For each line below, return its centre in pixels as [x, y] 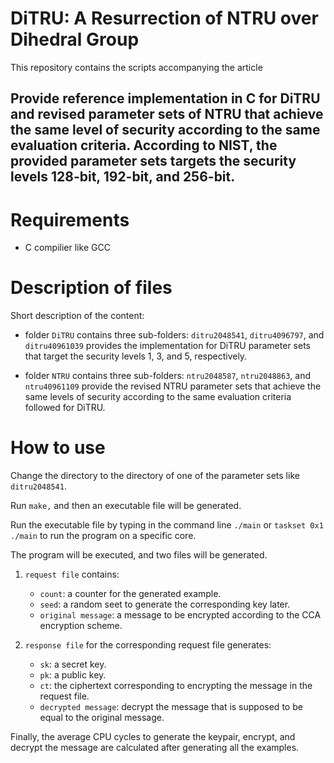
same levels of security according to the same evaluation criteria [158, 397]
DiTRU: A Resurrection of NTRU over [164, 18]
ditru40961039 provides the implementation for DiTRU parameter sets [167, 346]
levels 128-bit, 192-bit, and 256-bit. [123, 177]
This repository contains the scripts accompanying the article [136, 67]
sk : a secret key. [73, 664]
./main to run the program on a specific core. [103, 536]
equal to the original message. [102, 718]
